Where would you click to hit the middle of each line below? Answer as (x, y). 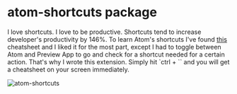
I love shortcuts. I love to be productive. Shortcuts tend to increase (104, 32)
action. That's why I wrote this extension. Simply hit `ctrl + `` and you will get (118, 61)
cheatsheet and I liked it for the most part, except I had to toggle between (114, 47)
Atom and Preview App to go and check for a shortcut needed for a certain (116, 54)
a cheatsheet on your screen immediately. (68, 69)
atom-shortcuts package (82, 12)
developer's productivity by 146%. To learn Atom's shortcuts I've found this (117, 39)
